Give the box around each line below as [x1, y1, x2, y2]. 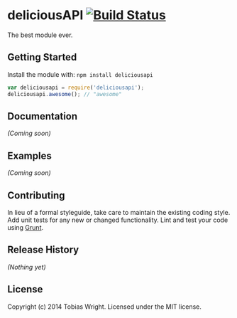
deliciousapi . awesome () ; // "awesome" [7, 90, 122, 97]
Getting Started [7, 51, 77, 63]
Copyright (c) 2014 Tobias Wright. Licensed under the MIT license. [7, 302, 202, 311]
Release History [7, 244, 79, 256]
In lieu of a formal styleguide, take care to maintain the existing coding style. [7, 208, 231, 216]
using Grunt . [7, 223, 44, 231]
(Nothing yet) [7, 263, 46, 271]
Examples [7, 149, 52, 161]
